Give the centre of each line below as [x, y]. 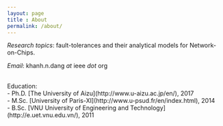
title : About [27, 20]
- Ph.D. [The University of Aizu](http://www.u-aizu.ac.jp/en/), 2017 [101, 93]
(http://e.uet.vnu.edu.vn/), [44, 115]
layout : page [26, 13]
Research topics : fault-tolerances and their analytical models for [97, 46]
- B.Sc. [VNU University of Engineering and [68, 108]
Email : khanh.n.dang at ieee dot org [57, 66]
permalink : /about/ [35, 26]
